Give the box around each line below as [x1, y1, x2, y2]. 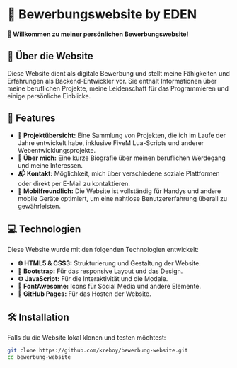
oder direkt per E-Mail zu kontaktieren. [17, 179, 131, 188]
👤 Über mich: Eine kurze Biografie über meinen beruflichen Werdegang [17, 154, 226, 162]
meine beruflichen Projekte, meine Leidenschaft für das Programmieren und [7, 84, 229, 93]
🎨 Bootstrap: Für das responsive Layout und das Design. [17, 267, 183, 275]
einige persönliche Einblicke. [7, 91, 91, 100]
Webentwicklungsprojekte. [17, 146, 96, 154]
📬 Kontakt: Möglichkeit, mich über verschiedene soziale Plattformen [17, 169, 221, 178]
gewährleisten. [17, 202, 62, 210]
